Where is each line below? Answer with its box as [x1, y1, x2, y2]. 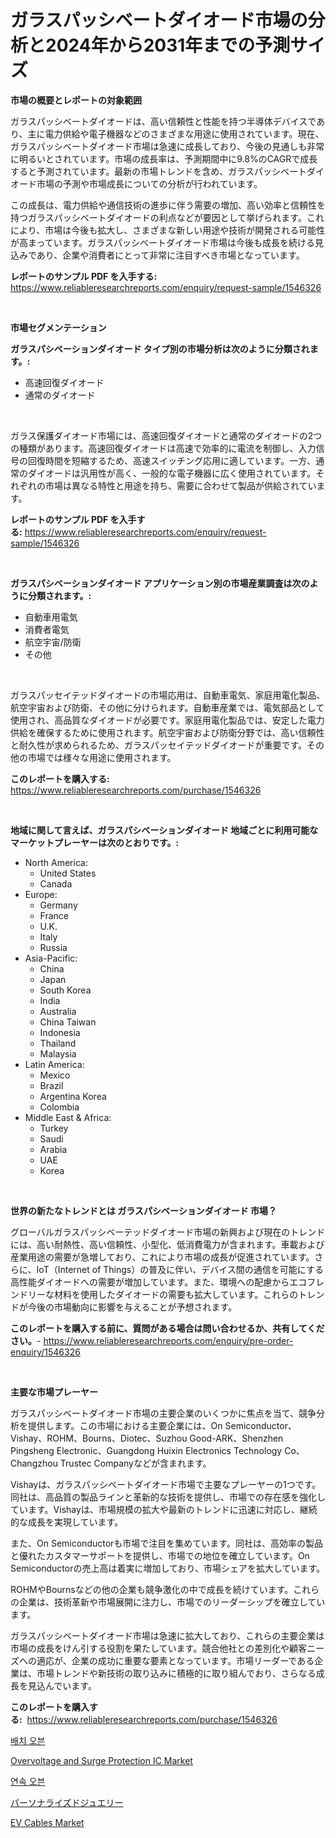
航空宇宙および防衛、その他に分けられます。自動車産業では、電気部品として [10, 701, 325, 713]
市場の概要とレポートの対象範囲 [10, 94, 142, 106]
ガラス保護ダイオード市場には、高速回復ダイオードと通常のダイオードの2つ [10, 429, 323, 441]
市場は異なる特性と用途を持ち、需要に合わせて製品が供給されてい [44, 479, 317, 491]
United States [39, 867, 97, 879]
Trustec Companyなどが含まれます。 [59, 1457, 212, 1469]
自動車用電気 [24, 611, 78, 623]
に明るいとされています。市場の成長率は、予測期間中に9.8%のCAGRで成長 [10, 152, 318, 165]
